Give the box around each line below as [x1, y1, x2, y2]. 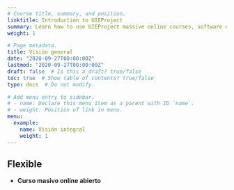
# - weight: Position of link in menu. [7, 106, 123, 113]
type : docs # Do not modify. [7, 81, 95, 88]
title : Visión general [7, 49, 73, 56]
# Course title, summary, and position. [7, 10, 127, 17]
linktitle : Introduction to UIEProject [7, 17, 123, 24]
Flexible [7, 158, 42, 170]
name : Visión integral [19, 126, 86, 133]
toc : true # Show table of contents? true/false [7, 74, 155, 81]
